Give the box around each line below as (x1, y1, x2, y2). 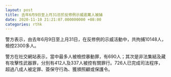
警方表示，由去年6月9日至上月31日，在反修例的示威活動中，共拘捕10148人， (5, 36, 166, 42)
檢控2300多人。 (5, 43, 39, 49)
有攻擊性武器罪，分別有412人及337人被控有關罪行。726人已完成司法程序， (5, 60, 163, 66)
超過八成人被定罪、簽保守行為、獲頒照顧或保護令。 (5, 66, 113, 72)
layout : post (5, 7, 33, 13)
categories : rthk (5, 21, 42, 27)
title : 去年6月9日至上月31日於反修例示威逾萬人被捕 (5, 12, 103, 17)
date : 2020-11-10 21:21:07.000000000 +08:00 (5, 17, 102, 22)
